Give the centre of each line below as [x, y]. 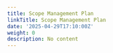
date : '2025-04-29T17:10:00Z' [51, 26]
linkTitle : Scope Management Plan [57, 20]
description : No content [43, 39]
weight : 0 [21, 33]
